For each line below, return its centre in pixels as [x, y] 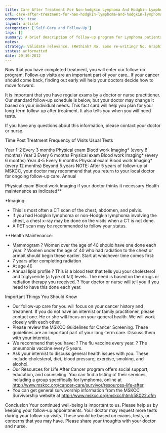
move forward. [20, 86]
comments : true [21, 19]
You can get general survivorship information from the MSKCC [76, 390]
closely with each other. [37, 322]
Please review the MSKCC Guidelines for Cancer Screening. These [80, 327]
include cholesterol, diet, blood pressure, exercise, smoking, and [78, 359]
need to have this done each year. [47, 287]
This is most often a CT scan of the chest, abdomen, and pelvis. [77, 210]
